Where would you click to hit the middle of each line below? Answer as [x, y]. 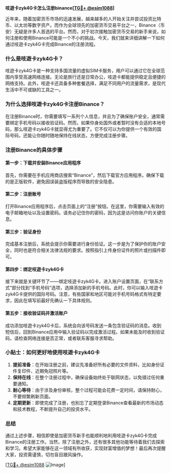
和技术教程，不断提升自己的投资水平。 [53, 409]
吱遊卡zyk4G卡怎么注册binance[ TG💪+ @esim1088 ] [60, 8]
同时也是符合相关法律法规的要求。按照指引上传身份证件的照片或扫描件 [88, 250]
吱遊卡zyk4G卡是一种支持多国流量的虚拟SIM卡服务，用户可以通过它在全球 [83, 71]
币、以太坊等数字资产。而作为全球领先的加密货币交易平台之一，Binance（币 [85, 25]
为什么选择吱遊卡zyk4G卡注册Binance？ [55, 104]
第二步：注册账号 [23, 194]
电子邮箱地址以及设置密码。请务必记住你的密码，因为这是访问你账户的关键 [83, 213]
